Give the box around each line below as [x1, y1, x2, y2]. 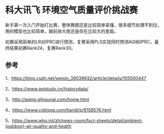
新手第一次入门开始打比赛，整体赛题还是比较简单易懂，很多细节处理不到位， [5, 22, 162, 28]
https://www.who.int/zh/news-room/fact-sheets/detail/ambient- [12, 118, 143, 124]
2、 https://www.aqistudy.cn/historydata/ [5, 86, 88, 92]
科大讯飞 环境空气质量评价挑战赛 [5, 4, 138, 16]
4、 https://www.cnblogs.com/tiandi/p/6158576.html [5, 107, 112, 113]
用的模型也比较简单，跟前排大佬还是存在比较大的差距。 [5, 28, 118, 34]
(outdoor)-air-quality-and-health [5, 123, 72, 129]
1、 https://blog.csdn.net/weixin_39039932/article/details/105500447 [5, 75, 147, 81]
